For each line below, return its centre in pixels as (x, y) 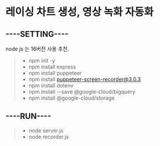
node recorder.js (49, 137)
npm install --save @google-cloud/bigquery (82, 92)
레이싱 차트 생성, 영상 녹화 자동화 (80, 12)
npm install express (52, 67)
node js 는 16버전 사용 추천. (37, 49)
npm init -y (42, 60)
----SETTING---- (37, 34)
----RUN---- (28, 116)
